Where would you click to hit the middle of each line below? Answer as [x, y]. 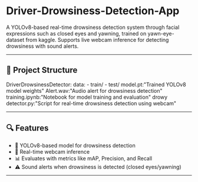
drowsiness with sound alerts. [42, 46]
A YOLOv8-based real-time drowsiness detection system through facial [93, 27]
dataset [15, 40]
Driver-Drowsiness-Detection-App [93, 11]
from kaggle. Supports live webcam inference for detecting [97, 40]
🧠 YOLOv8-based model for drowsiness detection [75, 145]
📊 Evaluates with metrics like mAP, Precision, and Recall [83, 158]
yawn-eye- [161, 33]
